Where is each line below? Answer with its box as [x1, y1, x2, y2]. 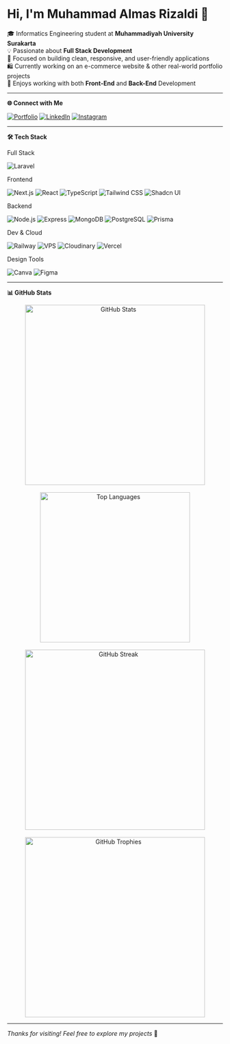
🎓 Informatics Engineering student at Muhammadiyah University [7, 29, 194, 37]
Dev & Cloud [7, 228, 42, 236]
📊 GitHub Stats [7, 288, 52, 297]
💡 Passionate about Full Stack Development [7, 46, 132, 54]
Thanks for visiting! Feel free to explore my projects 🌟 [7, 1029, 158, 1037]
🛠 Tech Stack [7, 132, 47, 141]
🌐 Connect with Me [7, 99, 64, 107]
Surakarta [7, 39, 36, 47]
